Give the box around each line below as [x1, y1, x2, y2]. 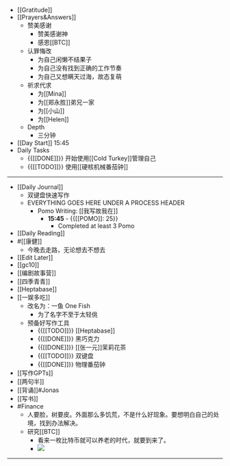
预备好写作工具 [27, 319, 70, 327]
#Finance [16, 402, 44, 410]
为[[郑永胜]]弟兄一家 [37, 99, 94, 106]
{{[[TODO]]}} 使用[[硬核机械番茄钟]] [27, 163, 129, 170]
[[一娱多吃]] [16, 294, 51, 301]
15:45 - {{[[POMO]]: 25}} [47, 215, 118, 222]
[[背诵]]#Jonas [16, 386, 60, 394]
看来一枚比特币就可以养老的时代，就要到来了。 [37, 436, 170, 444]
